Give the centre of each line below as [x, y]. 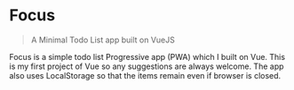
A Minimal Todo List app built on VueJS [103, 40]
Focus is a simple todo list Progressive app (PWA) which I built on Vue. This [147, 56]
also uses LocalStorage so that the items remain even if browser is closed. [145, 75]
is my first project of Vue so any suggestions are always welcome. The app [147, 66]
